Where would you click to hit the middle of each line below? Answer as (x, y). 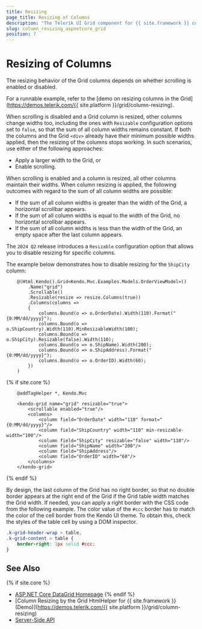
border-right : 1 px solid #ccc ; (56, 544)
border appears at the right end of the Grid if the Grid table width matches (98, 496)
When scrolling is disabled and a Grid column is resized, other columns (94, 117)
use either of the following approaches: (55, 149)
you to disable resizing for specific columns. (61, 253)
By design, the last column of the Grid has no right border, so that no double (100, 490)
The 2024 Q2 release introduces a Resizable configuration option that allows (100, 247)
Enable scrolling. (35, 167)
